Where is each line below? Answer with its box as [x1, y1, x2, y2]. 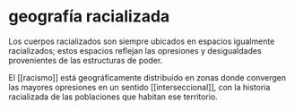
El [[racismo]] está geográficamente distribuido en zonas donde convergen [8, 72, 286, 82]
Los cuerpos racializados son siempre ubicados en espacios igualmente [8, 36, 275, 47]
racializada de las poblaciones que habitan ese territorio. [8, 91, 219, 102]
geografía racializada [8, 6, 170, 27]
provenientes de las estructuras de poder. [8, 55, 163, 65]
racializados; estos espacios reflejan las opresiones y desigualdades [8, 45, 262, 55]
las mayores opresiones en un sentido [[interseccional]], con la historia [8, 81, 271, 92]
